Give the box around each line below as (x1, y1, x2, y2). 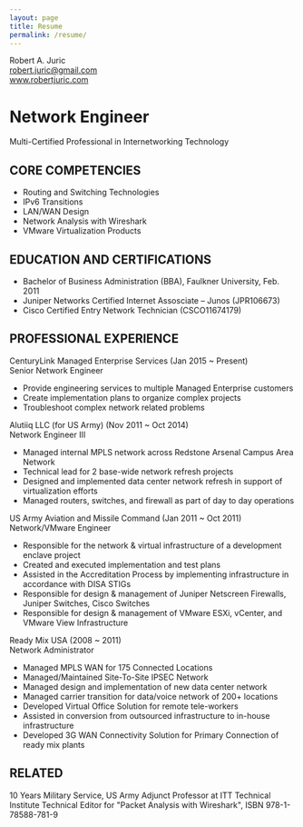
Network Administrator (9, 644, 94, 655)
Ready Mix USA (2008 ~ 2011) (9, 634, 122, 645)
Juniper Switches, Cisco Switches (22, 597, 151, 609)
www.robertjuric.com (9, 75, 89, 85)
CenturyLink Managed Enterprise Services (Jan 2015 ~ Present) (9, 355, 249, 366)
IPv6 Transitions (22, 196, 83, 207)
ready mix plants (22, 739, 85, 750)
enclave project (22, 549, 82, 560)
